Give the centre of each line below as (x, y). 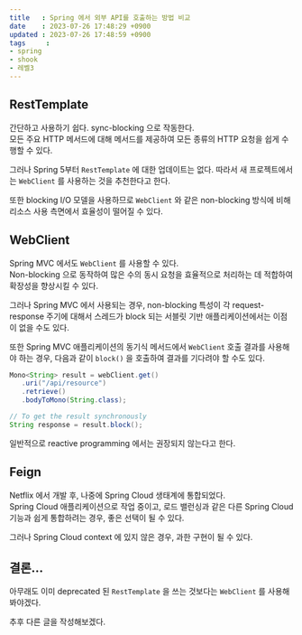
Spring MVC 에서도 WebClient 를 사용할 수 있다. (94, 263)
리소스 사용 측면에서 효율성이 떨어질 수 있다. (87, 211)
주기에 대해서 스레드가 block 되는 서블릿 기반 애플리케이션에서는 (159, 316)
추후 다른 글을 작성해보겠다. (58, 622)
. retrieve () (44, 392)
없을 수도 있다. (44, 327)
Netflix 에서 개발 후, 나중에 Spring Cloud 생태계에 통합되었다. (118, 495)
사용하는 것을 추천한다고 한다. (119, 181)
